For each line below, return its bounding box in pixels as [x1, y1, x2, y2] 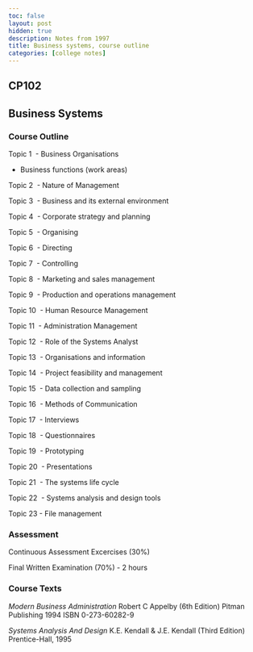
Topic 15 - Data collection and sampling [8, 384, 142, 394]
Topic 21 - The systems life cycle [8, 478, 119, 487]
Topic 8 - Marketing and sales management [8, 274, 156, 284]
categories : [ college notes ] [8, 49, 106, 57]
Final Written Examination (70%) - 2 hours [8, 562, 147, 573]
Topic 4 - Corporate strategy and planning [8, 211, 151, 222]
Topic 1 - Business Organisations [8, 149, 119, 159]
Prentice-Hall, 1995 [8, 634, 73, 644]
